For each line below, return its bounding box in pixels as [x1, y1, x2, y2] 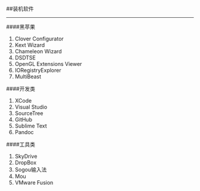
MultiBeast [14, 73, 42, 80]
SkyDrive [14, 153, 37, 160]
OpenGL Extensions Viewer [14, 61, 82, 67]
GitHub [14, 116, 33, 123]
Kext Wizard [14, 42, 45, 49]
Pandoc [14, 129, 34, 135]
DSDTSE [14, 54, 36, 61]
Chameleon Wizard [14, 48, 62, 55]
